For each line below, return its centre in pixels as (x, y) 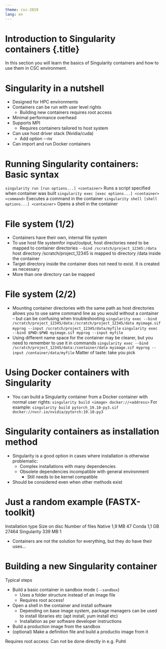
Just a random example (54, 502)
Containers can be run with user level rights (57, 107)
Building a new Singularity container (81, 566)
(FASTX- (123, 502)
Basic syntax (32, 174)
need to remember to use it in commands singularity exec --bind (80, 343)
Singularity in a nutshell (55, 88)
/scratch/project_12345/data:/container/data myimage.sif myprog (81, 348)
